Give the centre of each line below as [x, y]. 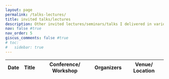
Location [144, 70]
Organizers [108, 67]
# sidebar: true [24, 47]
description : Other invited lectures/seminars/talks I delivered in [78, 24]
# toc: [12, 43]
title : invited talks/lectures [38, 19]
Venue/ [144, 64]
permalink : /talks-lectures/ [36, 15]
